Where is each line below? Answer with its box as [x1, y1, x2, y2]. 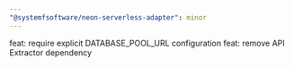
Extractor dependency [9, 46, 93, 58]
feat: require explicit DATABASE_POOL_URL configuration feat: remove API [9, 38, 285, 48]
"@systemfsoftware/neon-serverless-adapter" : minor [9, 13, 207, 22]
